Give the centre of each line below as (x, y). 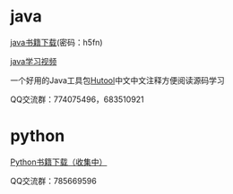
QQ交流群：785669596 (53, 181)
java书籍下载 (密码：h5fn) (56, 42)
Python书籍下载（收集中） (59, 162)
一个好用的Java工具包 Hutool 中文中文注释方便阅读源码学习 (117, 80)
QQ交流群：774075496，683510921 (77, 99)
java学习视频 (34, 61)
